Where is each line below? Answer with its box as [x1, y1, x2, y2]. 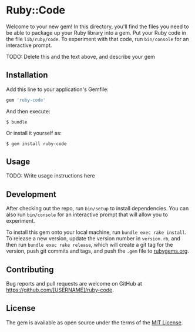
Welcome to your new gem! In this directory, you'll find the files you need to [6, 23, 189, 30]
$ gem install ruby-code [6, 140, 67, 147]
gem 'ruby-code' [6, 97, 46, 103]
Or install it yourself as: [6, 129, 62, 136]
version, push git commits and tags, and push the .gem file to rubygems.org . [6, 247, 190, 254]
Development [6, 189, 57, 199]
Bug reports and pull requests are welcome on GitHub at [6, 280, 143, 287]
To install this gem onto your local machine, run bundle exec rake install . [6, 229, 187, 236]
